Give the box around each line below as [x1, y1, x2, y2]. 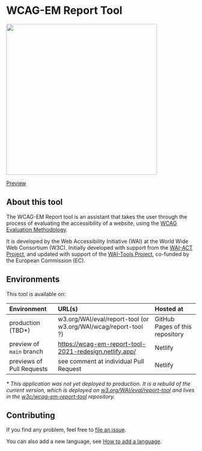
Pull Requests [9, 364, 48, 373]
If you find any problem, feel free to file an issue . [6, 426, 127, 434]
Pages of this [155, 322, 192, 330]
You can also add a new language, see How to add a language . [6, 438, 162, 445]
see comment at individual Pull [58, 357, 144, 365]
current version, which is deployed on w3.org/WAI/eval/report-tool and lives [6, 386, 195, 394]
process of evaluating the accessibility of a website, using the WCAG [6, 219, 177, 227]
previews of [9, 357, 43, 365]
